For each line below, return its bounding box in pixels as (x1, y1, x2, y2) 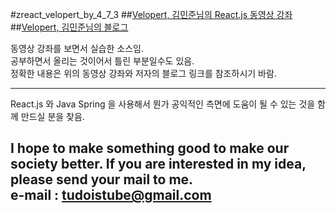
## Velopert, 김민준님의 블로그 (10, 21, 129, 33)
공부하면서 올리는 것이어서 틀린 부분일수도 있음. (10, 55, 195, 67)
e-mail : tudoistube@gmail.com (10, 187, 212, 204)
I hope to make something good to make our (10, 140, 290, 157)
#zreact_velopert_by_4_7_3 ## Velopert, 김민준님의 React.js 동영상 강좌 (10, 9, 293, 20)
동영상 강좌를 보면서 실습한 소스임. (10, 43, 144, 54)
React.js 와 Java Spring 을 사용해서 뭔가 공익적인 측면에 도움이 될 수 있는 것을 (10, 98, 316, 110)
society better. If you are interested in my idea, (10, 156, 307, 173)
